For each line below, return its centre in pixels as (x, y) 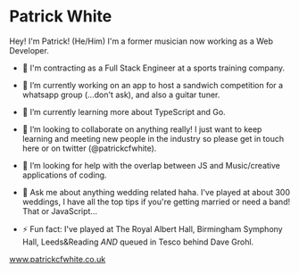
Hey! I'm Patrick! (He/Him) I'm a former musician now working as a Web (141, 41)
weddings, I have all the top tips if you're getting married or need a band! (156, 202)
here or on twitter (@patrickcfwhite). (89, 148)
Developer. (29, 50)
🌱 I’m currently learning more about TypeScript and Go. (124, 112)
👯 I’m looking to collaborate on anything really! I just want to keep (142, 129)
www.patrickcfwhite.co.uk (58, 259)
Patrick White (61, 17)
